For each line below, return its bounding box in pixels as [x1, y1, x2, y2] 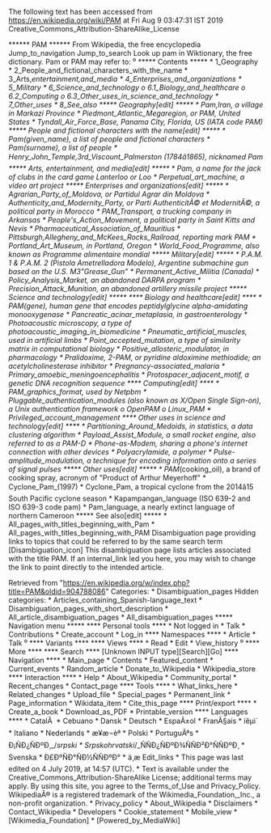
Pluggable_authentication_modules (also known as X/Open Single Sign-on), [8, 395, 261, 405]
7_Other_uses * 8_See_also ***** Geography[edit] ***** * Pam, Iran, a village [8, 100, 264, 109]
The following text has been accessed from [8, 7, 153, 16]
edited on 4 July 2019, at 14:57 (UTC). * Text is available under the [8, 764, 229, 773]
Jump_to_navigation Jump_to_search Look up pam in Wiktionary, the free [8, 49, 252, 57]
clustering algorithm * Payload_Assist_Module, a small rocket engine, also [8, 430, 256, 439]
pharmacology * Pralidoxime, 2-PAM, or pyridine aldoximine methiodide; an [8, 353, 261, 362]
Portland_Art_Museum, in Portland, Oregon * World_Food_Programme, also [8, 241, 260, 250]
